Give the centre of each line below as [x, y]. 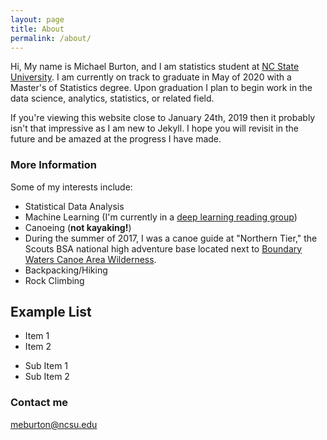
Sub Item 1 [46, 366]
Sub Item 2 [47, 377]
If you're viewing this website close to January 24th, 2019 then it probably [163, 118]
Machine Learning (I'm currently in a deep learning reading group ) [161, 217]
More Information [53, 165]
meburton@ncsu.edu [54, 424]
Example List [51, 312]
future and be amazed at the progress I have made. [116, 139]
